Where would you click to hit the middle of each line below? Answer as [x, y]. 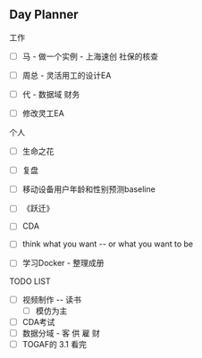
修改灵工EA [43, 113]
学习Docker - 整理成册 [63, 263]
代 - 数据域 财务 [51, 94]
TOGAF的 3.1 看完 [54, 344]
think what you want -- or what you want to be [108, 244]
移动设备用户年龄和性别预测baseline [89, 189]
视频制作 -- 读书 [52, 299]
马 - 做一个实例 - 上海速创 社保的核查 [90, 56]
